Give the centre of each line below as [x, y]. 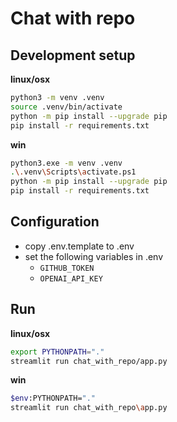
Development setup [73, 55]
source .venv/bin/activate [66, 107]
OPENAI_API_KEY [71, 278]
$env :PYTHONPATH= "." [53, 398]
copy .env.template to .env [79, 246]
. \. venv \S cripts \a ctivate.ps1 [73, 172]
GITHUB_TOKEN [67, 268]
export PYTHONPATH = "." [57, 352]
